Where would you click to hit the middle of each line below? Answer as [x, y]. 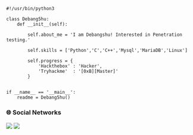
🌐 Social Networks [34, 112]
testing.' [18, 40]
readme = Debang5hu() [43, 97]
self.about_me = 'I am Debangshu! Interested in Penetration [105, 35]
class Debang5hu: [28, 19]
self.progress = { [50, 61]
